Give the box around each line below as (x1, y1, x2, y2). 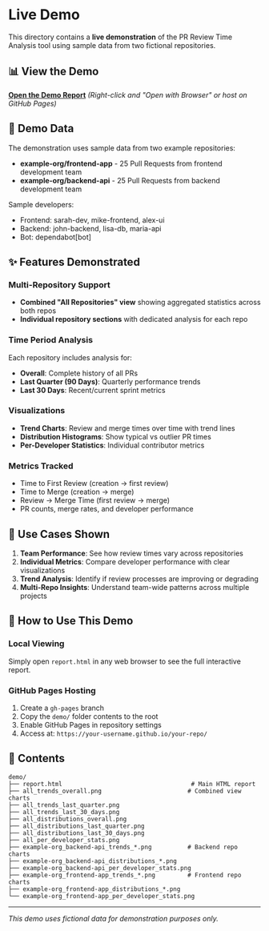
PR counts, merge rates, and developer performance (19, 504, 194, 514)
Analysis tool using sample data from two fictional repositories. (8, 40, 216, 50)
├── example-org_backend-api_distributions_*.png (8, 857, 178, 865)
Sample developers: (8, 199, 74, 209)
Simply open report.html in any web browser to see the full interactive (8, 656, 242, 666)
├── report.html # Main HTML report (8, 780, 256, 788)
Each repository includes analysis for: (8, 352, 132, 362)
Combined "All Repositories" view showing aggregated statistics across (19, 298, 262, 307)
